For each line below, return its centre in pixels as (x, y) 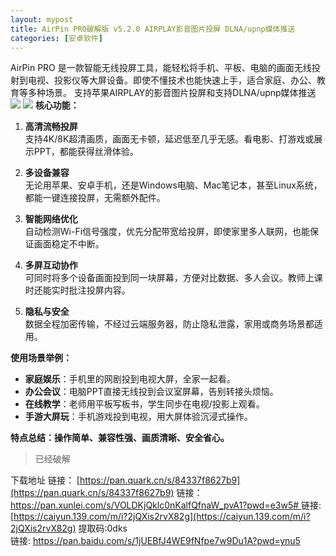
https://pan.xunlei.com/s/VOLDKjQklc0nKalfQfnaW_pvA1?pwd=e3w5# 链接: (166, 505)
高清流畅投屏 (51, 127)
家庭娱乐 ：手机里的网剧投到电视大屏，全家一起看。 (130, 379)
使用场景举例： (41, 358)
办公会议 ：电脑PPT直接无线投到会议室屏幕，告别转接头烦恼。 (151, 392)
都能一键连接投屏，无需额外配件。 (95, 198)
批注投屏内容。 (99, 290)
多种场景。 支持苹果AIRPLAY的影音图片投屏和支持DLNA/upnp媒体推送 (172, 93)
